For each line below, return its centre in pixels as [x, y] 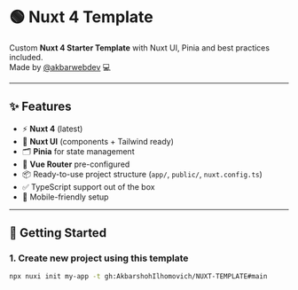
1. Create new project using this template [99, 258]
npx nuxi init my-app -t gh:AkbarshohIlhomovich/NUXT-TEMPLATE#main [138, 277]
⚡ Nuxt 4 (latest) [52, 129]
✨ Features [40, 107]
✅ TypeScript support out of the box [88, 186]
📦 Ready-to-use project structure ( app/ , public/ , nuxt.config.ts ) [142, 174]
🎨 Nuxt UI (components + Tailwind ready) [98, 141]
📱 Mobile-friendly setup [65, 197]
